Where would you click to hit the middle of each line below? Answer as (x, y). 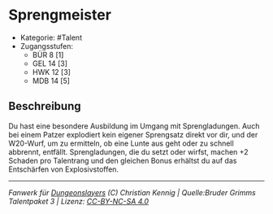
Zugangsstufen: (47, 46)
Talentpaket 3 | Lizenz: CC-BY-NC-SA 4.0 (78, 201)
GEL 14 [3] (50, 63)
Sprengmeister (60, 15)
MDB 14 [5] (51, 81)
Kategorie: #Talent (51, 37)
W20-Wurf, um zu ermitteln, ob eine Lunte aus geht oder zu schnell (121, 143)
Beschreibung (45, 106)
